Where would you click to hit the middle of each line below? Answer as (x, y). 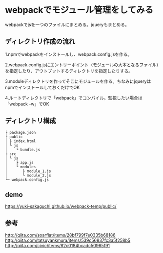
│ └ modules (20, 167)
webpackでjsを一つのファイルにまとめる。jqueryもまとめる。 (67, 25)
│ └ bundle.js (23, 150)
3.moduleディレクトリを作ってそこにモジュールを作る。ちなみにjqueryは (78, 81)
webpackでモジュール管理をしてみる (79, 10)
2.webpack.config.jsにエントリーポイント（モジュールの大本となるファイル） (82, 65)
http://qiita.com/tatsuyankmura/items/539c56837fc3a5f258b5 (68, 240)
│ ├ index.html (20, 141)
